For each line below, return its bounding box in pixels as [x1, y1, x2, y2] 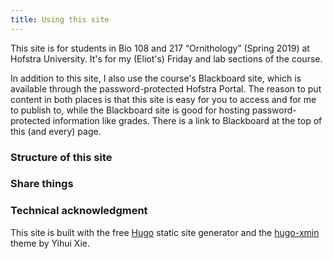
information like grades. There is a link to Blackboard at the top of [52, 114, 323, 126]
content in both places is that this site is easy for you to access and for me [10, 93, 317, 105]
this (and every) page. [10, 125, 102, 137]
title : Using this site [10, 14, 110, 25]
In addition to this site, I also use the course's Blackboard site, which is [10, 72, 302, 84]
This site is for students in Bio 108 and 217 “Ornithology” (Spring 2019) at [10, 42, 310, 54]
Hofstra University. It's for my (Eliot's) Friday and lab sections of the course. [10, 52, 323, 65]
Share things [10, 177, 74, 191]
